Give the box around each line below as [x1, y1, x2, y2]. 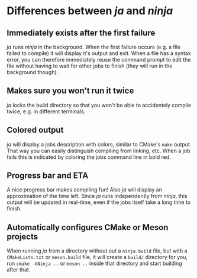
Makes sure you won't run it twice [7, 86, 134, 96]
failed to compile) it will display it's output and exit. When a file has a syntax [7, 50, 191, 57]
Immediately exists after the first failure [7, 28, 156, 38]
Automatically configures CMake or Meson [7, 222, 169, 232]
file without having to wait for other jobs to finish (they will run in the [7, 62, 173, 69]
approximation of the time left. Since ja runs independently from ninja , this [7, 193, 188, 200]
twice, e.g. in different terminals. [7, 108, 86, 115]
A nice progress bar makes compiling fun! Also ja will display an [7, 186, 162, 193]
